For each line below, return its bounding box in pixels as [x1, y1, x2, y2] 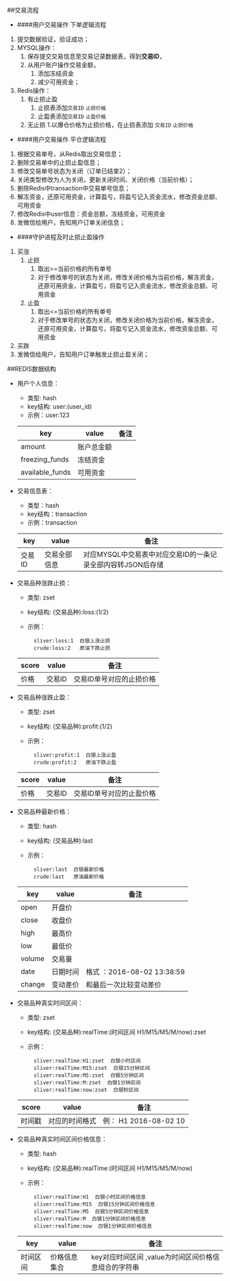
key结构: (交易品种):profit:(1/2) [27, 722, 113, 730]
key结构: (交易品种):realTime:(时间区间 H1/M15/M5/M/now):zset [27, 1028, 207, 1036]
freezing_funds [20, 455, 70, 464]
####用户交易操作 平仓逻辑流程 [16, 136, 107, 143]
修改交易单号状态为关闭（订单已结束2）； [16, 167, 132, 175]
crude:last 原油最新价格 [33, 873, 105, 880]
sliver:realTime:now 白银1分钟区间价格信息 [33, 1223, 153, 1230]
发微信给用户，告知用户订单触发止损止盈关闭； [16, 350, 149, 358]
